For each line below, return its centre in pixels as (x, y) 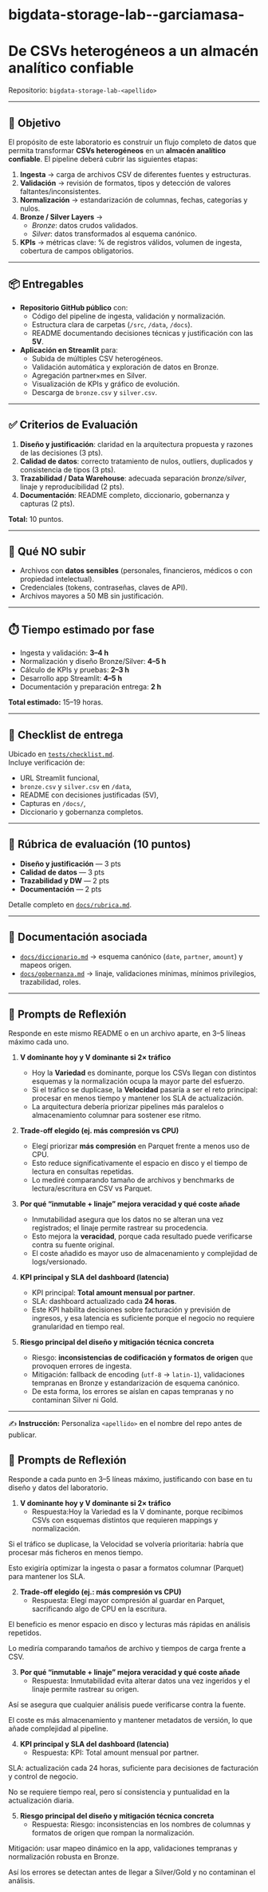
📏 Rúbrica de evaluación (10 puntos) (100, 845)
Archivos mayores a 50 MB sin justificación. (92, 596)
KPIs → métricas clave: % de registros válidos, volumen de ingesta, (131, 242)
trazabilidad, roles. (50, 982)
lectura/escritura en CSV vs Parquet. (92, 1189)
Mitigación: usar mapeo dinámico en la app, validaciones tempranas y (123, 1848)
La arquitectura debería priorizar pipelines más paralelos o (128, 1107)
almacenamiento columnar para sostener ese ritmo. (116, 1116)
